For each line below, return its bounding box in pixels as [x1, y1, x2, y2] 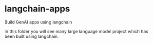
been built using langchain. [4, 33, 59, 39]
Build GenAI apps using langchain [4, 19, 73, 25]
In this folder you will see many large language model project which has [4, 28, 149, 34]
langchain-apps [4, 3, 70, 14]
